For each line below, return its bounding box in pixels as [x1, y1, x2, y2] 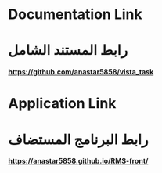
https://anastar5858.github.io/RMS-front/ [8, 157, 149, 166]
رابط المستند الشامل [8, 41, 128, 59]
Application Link [8, 95, 117, 113]
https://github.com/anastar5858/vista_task [8, 67, 154, 77]
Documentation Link [8, 5, 142, 23]
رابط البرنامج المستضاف [8, 131, 149, 148]
